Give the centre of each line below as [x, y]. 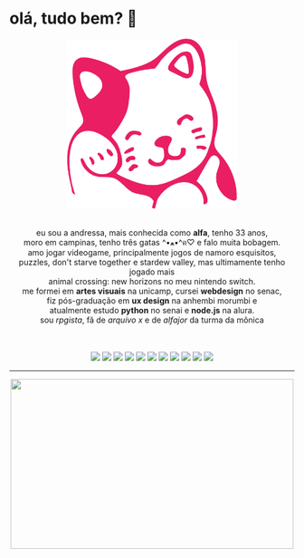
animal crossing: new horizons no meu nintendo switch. [152, 281]
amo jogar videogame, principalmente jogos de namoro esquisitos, [152, 252]
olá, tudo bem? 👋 [73, 19]
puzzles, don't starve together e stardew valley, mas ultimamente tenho [152, 262]
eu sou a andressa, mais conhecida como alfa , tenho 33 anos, [152, 232]
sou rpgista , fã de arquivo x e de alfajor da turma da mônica [152, 320]
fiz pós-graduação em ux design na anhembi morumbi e [152, 300]
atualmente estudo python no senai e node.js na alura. [152, 310]
